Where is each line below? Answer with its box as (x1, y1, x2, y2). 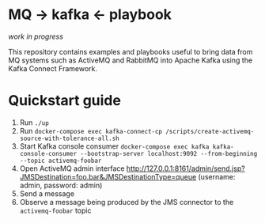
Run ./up (19, 117, 49, 127)
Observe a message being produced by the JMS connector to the (19, 197, 234, 206)
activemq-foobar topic (19, 206, 92, 215)
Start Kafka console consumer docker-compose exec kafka (19, 141, 210, 151)
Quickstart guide (8, 92, 121, 110)
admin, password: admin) (19, 180, 103, 190)
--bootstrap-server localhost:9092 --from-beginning (80, 149, 258, 157)
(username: (198, 172, 236, 181)
